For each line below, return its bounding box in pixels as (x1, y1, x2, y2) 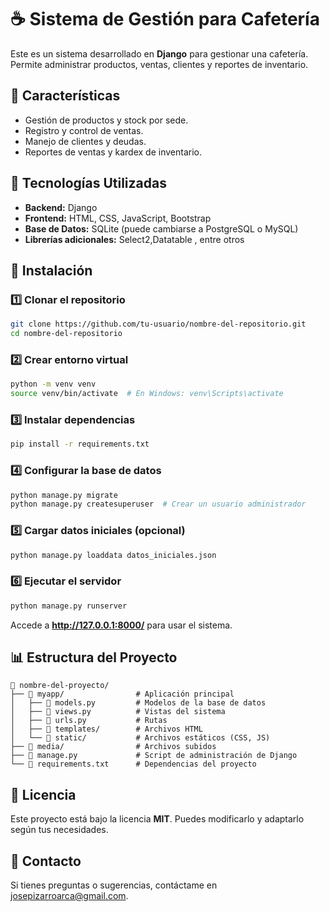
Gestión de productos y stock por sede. (24, 114, 189, 126)
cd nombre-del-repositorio (10, 329, 123, 339)
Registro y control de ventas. (24, 124, 144, 136)
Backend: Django (24, 201, 98, 213)
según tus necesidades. (10, 824, 109, 836)
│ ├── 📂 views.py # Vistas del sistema (10, 707, 226, 717)
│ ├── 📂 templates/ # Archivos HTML (10, 724, 203, 735)
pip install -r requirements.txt (10, 439, 150, 450)
